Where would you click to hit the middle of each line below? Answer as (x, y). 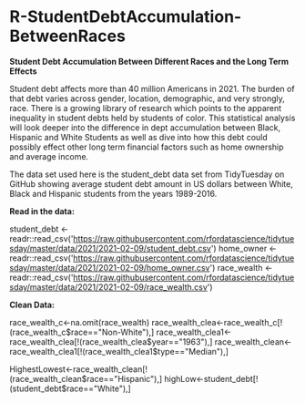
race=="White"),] (99, 388)
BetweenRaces (67, 36)
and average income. (49, 156)
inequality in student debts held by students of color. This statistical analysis (152, 118)
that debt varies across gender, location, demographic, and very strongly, (147, 98)
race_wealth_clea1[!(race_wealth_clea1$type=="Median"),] (119, 351)
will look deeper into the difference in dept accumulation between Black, (145, 127)
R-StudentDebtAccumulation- (126, 17)
